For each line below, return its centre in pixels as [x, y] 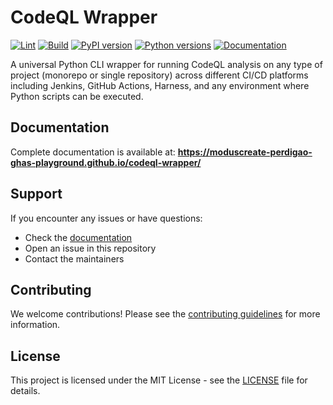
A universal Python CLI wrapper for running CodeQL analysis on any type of [166, 64]
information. [35, 325]
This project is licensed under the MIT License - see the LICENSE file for [159, 380]
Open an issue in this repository [90, 248]
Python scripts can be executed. [77, 96]
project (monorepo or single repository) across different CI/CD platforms [159, 75]
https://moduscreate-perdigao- [245, 152]
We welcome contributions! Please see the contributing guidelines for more [165, 314]
